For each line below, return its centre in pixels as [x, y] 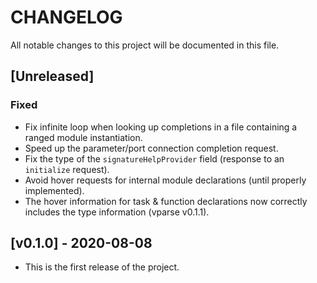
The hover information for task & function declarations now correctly [166, 201]
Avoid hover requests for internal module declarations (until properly [165, 180]
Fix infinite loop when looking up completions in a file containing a [161, 127]
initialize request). [67, 169]
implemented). [54, 190]
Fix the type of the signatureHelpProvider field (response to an [154, 158]
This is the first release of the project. [102, 267]
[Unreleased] [52, 76]
